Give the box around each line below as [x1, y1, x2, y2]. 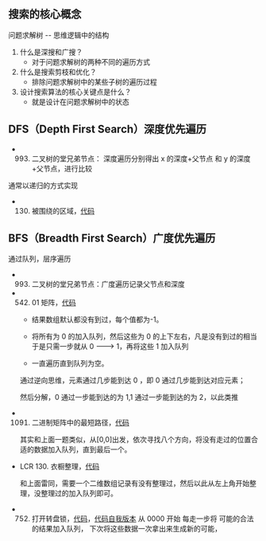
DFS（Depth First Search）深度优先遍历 [8, 123, 207, 136]
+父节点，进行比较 [31, 163, 93, 173]
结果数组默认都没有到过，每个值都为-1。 [31, 315, 164, 324]
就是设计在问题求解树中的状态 [31, 96, 129, 106]
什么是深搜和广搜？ [19, 47, 83, 57]
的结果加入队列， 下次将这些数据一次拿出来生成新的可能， [31, 524, 222, 534]
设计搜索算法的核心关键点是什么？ [19, 87, 132, 96]
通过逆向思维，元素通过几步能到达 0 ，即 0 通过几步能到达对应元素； [19, 375, 246, 385]
